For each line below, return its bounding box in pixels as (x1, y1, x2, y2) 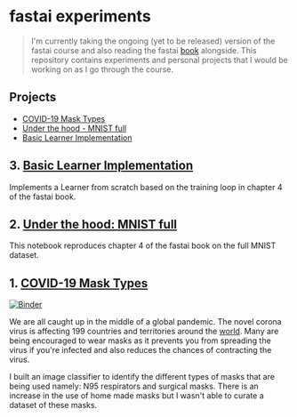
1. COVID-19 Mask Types (9, 276, 148, 291)
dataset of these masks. (9, 400, 98, 411)
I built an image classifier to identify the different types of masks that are (9, 372, 276, 382)
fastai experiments (9, 6, 151, 27)
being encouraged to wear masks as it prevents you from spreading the (9, 335, 271, 346)
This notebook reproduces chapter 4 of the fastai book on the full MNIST (9, 240, 277, 251)
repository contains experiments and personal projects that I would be (30, 54, 289, 65)
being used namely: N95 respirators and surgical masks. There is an (9, 381, 260, 392)
